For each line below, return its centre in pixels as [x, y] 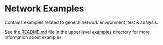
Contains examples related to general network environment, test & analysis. [81, 22]
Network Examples [44, 9]
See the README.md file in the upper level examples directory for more [77, 32]
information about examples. [34, 37]
